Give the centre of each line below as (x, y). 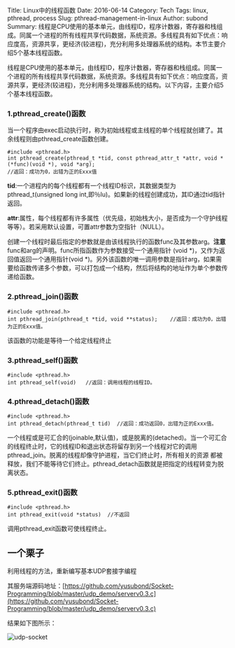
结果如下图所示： (32, 623)
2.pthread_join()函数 (43, 297)
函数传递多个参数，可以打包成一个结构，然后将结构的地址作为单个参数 (120, 268)
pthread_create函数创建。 (75, 139)
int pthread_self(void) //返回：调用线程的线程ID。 (81, 382)
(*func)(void (26, 164)
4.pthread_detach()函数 (48, 401)
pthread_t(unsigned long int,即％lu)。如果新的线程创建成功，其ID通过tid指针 (116, 195)
